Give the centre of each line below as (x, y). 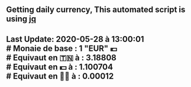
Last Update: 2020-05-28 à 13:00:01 (75, 39)
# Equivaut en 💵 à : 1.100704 (60, 67)
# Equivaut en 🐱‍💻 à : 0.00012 (60, 76)
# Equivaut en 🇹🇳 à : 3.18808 (61, 58)
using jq (21, 19)
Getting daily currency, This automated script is (96, 10)
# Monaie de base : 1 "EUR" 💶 (62, 48)
